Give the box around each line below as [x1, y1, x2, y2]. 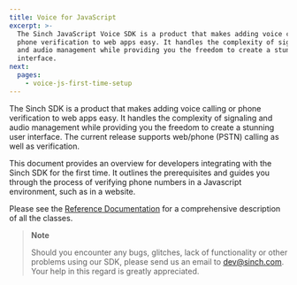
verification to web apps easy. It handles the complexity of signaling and [9, 112, 273, 123]
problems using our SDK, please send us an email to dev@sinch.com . [30, 256, 285, 266]
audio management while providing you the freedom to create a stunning [9, 121, 275, 133]
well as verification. [9, 141, 80, 151]
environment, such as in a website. [9, 186, 136, 196]
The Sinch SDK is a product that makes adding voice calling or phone [9, 103, 262, 113]
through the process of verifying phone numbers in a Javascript [9, 176, 242, 187]
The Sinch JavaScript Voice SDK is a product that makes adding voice [17, 29, 283, 38]
